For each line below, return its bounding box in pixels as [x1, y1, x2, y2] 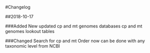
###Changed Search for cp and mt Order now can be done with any [5, 38, 146, 44]
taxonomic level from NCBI [5, 43, 60, 49]
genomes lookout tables [5, 28, 55, 34]
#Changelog [5, 4, 31, 10]
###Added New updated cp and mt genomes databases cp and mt [5, 23, 143, 29]
